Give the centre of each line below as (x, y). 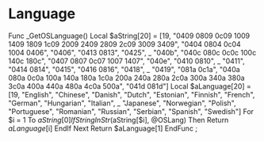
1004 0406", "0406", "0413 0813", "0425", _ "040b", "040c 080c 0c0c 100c (132, 52)
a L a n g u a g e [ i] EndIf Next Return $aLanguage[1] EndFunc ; (103, 128)
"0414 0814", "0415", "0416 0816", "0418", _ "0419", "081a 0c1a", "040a (124, 69)
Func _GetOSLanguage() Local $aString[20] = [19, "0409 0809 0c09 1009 (129, 36)
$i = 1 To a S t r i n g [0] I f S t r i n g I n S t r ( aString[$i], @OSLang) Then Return (119, 120)
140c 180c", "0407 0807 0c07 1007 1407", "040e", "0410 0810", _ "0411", (127, 61)
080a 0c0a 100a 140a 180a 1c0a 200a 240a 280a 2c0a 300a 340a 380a (126, 78)
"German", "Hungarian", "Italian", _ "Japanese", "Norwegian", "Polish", (122, 103)
